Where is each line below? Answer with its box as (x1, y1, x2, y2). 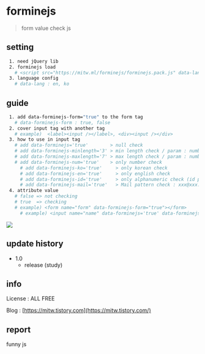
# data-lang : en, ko (14, 81, 70, 87)
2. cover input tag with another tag (9, 125, 105, 132)
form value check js (21, 24, 71, 32)
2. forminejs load (9, 64, 56, 70)
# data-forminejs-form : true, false (14, 119, 111, 126)
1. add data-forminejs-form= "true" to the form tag (9, 114, 143, 120)
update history (6, 239, 64, 249)
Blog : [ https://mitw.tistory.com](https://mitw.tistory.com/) (6, 306, 151, 314)
